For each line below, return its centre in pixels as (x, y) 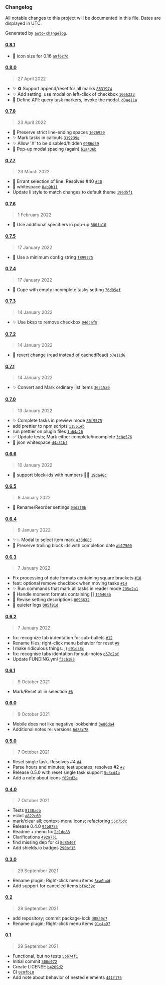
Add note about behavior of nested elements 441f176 (67, 977)
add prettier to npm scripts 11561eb (48, 426)
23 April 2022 (32, 122)
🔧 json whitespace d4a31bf (40, 442)
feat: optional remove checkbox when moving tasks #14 (70, 583)
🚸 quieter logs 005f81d (35, 605)
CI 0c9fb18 (23, 972)
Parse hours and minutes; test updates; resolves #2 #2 (69, 767)
